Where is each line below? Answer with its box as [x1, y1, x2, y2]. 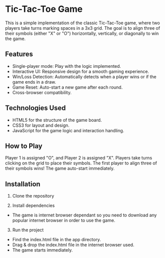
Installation [5, 180, 41, 188]
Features [5, 50, 33, 58]
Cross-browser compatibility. [12, 89, 72, 95]
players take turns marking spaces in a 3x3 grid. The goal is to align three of [5, 25, 161, 31]
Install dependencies [12, 203, 55, 208]
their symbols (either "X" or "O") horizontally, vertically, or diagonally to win [5, 30, 159, 36]
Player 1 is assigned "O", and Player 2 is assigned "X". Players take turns [5, 155, 152, 161]
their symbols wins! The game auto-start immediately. [5, 165, 115, 171]
